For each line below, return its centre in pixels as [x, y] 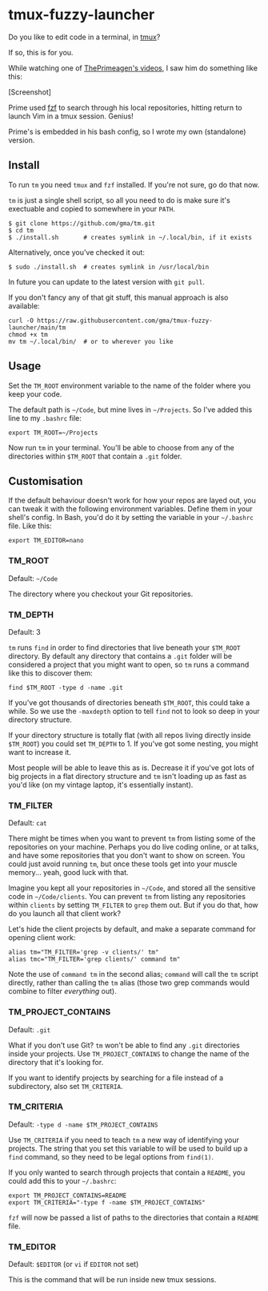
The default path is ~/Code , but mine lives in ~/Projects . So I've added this [130, 409]
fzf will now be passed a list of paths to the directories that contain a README [134, 1217]
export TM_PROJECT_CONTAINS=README [68, 1196]
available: [24, 305]
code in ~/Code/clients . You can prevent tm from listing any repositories [127, 897]
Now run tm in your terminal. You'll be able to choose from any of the [121, 447]
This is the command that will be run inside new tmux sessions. [112, 1280]
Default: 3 [25, 631]
